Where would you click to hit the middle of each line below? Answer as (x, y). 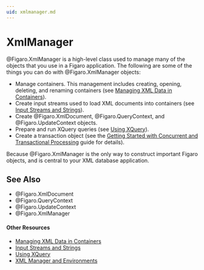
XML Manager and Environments (56, 260)
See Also (23, 179)
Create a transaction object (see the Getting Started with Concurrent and (107, 135)
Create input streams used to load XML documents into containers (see (105, 103)
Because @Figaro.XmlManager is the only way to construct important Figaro (102, 154)
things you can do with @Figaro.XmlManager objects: (74, 72)
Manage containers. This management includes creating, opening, (98, 83)
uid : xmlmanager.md (31, 12)
